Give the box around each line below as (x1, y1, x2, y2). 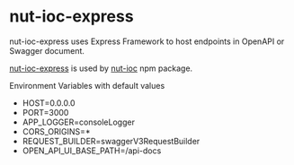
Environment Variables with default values (9, 80, 165, 91)
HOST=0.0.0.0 (22, 97, 76, 109)
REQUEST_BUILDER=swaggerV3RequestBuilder (22, 135, 200, 146)
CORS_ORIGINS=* (22, 126, 92, 136)
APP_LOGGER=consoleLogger (22, 117, 135, 127)
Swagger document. (9, 45, 85, 56)
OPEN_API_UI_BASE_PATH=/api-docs (22, 145, 162, 156)
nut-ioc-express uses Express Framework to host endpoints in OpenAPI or (9, 36, 285, 47)
